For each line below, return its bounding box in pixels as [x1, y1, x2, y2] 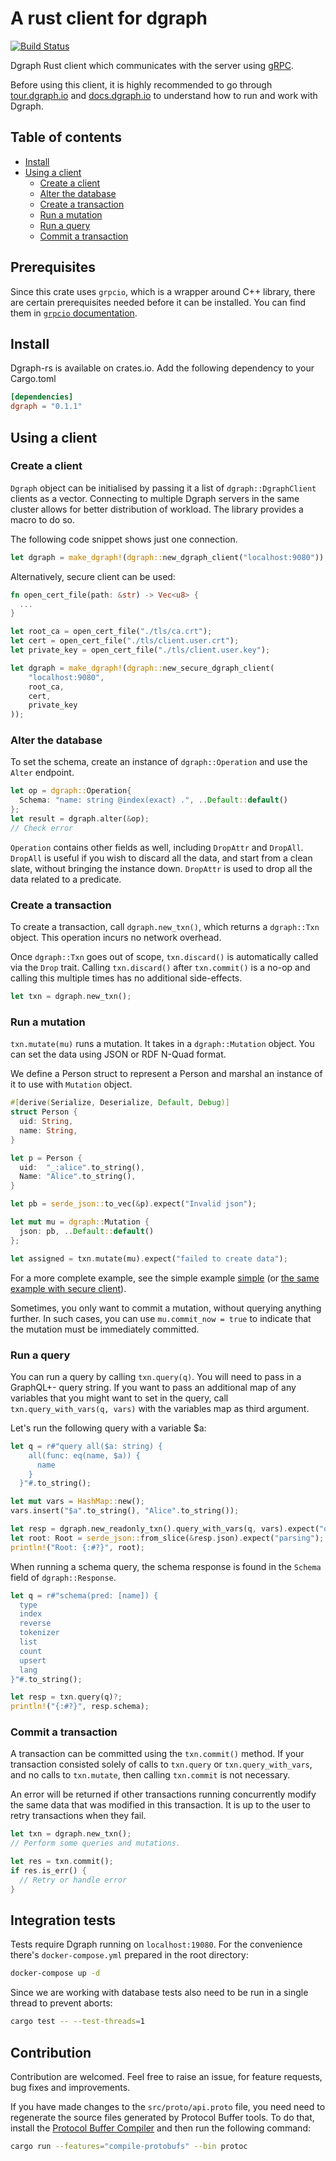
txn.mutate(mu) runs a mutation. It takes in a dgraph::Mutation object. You [10, 1038, 315, 1050]
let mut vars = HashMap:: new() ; [10, 1497, 145, 1507]
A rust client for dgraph [10, 7, 208, 30]
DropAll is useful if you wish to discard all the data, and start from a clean [10, 852, 313, 864]
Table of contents [10, 129, 122, 146]
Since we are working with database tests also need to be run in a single [10, 1987, 309, 1999]
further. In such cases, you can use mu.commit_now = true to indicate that [10, 1312, 312, 1324]
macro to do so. [10, 513, 75, 526]
